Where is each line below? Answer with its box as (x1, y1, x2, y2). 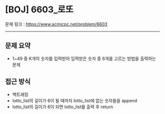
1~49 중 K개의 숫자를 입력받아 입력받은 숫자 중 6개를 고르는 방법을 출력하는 (12, 56, 156, 61)
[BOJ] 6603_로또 (5, 4, 74, 15)
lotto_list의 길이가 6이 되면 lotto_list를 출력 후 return (12, 104, 113, 110)
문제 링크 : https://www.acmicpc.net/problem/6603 (5, 21, 108, 27)
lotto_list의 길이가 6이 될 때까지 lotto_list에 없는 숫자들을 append (12, 97, 137, 103)
